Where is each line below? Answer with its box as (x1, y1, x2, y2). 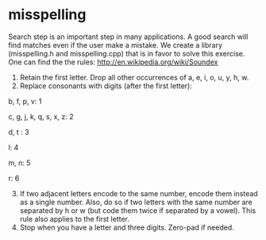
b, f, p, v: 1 (8, 96, 42, 106)
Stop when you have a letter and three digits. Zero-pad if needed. (19, 223, 234, 232)
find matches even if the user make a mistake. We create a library (8, 40, 223, 49)
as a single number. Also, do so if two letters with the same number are (19, 197, 253, 207)
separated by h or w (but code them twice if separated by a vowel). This (19, 205, 256, 215)
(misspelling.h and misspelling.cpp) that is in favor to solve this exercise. (8, 48, 245, 58)
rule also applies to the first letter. (19, 214, 129, 223)
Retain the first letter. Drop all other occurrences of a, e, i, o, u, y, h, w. (19, 72, 249, 82)
